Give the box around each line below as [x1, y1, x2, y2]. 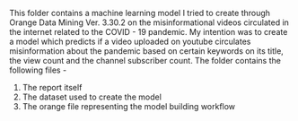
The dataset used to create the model [22, 91, 162, 102]
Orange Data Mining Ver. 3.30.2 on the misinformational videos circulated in [9, 17, 290, 28]
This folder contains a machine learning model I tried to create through [9, 8, 271, 18]
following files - [9, 65, 67, 75]
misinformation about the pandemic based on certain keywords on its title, [9, 46, 285, 56]
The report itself [22, 82, 83, 92]
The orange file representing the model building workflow [22, 101, 236, 111]
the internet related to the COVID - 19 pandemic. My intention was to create [9, 27, 288, 37]
